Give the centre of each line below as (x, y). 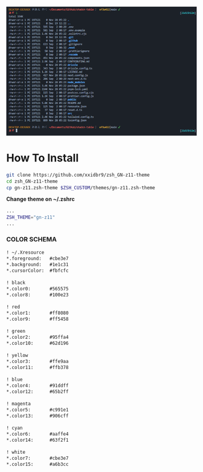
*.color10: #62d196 (37, 343)
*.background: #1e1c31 (37, 265)
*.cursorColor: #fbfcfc (37, 271)
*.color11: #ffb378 (37, 368)
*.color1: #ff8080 (37, 313)
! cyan (14, 428)
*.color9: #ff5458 (37, 319)
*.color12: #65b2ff (37, 392)
